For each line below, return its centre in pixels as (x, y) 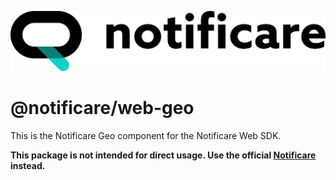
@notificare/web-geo (102, 108)
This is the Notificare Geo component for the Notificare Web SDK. (146, 135)
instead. (28, 165)
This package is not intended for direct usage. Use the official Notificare (163, 155)
